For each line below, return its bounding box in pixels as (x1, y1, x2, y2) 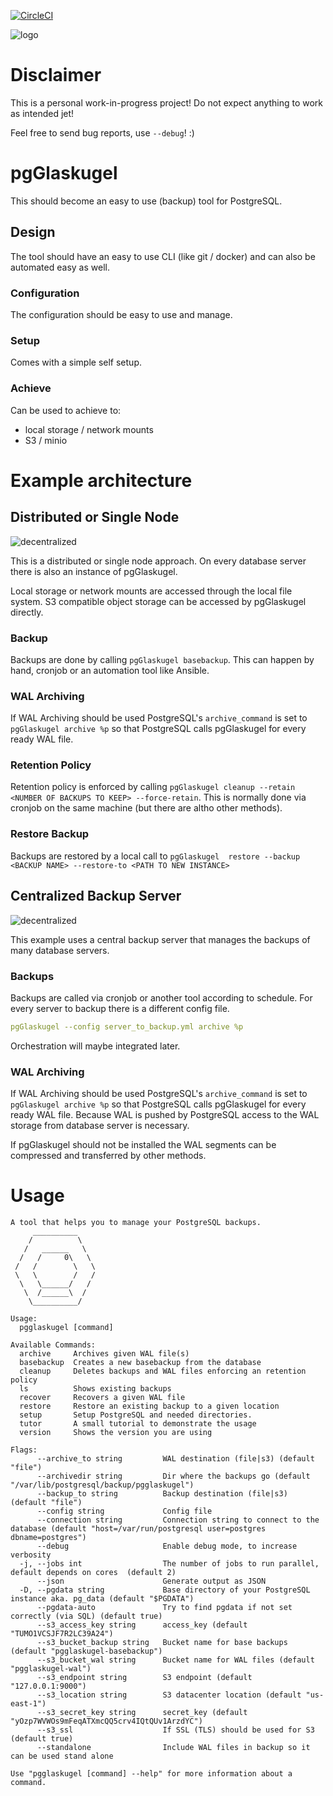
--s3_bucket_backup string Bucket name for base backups (36, 1637, 288, 1647)
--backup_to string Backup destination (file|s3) (36, 1488, 288, 1499)
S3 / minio (24, 434, 68, 446)
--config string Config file (36, 1506, 213, 1516)
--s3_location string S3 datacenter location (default (36, 1690, 302, 1700)
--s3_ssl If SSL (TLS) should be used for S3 (36, 1725, 315, 1735)
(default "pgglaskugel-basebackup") (10, 1646, 163, 1656)
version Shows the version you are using (19, 1427, 213, 1437)
